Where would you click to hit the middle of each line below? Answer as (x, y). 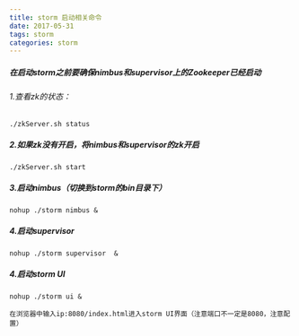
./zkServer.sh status (50, 124)
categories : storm (44, 43)
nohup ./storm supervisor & (64, 253)
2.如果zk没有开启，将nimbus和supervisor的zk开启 (105, 145)
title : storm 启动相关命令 (56, 17)
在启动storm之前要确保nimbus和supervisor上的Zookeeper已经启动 (136, 72)
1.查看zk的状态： (40, 97)
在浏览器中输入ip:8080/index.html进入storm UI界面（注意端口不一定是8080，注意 (147, 314)
